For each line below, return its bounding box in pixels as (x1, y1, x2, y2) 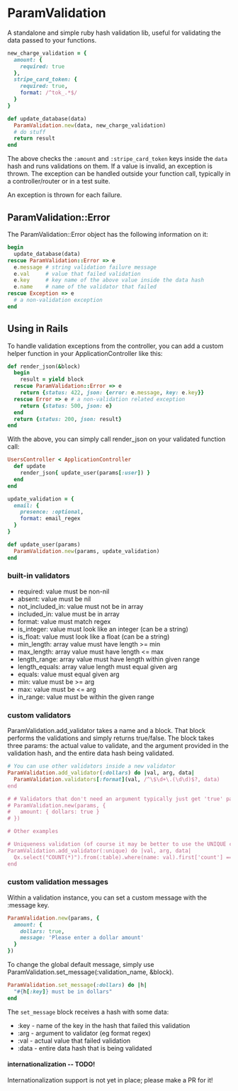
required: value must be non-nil (17, 587, 110, 595)
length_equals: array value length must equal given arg (17, 662, 178, 671)
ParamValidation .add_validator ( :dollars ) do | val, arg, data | (7, 769, 195, 777)
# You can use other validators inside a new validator (7, 763, 176, 770)
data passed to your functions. (7, 35, 97, 44)
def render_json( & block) (7, 363, 81, 370)
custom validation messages (7, 877, 108, 887)
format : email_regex (20, 515, 81, 522)
